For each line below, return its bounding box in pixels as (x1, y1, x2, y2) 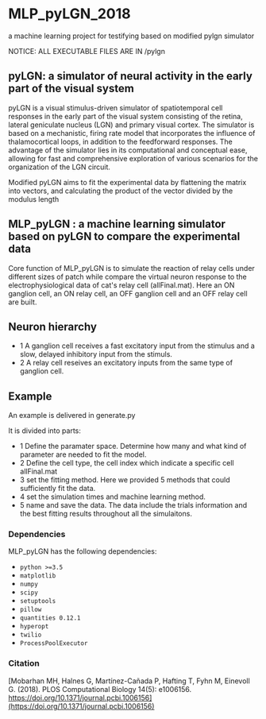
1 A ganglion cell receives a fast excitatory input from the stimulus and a (19, 341, 256, 350)
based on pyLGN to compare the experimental (8, 230, 241, 243)
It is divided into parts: (8, 426, 82, 435)
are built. (8, 297, 37, 307)
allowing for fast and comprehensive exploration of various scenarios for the (8, 153, 258, 163)
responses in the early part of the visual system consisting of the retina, (8, 111, 244, 121)
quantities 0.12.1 (19, 614, 81, 622)
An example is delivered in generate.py (8, 411, 136, 420)
